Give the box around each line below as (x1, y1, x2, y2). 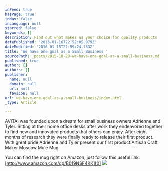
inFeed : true (5, 7, 32, 12)
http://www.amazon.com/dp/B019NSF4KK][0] (6, 160, 101, 166)
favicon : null (9, 91, 39, 96)
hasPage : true (5, 12, 35, 17)
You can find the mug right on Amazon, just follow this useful (5, 154, 131, 160)
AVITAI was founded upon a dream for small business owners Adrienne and (5, 118, 161, 124)
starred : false (5, 26, 37, 31)
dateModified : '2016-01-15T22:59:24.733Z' (5, 44, 95, 49)
